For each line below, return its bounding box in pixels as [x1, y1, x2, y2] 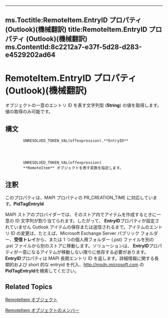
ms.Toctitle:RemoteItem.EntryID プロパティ [5, 16, 142, 25]
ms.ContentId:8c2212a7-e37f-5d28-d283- [5, 43, 142, 52]
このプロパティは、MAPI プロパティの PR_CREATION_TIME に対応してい [5, 194, 153, 200]
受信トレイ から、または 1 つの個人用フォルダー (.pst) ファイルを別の [13, 236, 154, 242]
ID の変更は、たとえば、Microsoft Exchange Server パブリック [10, 230, 139, 236]
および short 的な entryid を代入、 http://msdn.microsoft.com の [13, 261, 144, 267]
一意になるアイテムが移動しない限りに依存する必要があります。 [18, 249, 149, 255]
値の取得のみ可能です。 [5, 109, 53, 115]
